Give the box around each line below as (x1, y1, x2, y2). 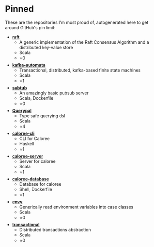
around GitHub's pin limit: (5, 24, 56, 30)
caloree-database (12, 176, 49, 182)
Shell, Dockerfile (19, 186, 52, 192)
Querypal (12, 107, 31, 113)
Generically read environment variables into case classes (19, 204, 134, 210)
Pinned (5, 3, 34, 15)
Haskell (19, 141, 34, 146)
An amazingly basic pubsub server (19, 90, 89, 96)
